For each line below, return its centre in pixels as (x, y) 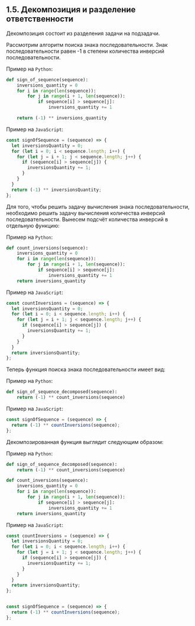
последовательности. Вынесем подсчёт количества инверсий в (87, 219)
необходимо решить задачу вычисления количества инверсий (86, 213)
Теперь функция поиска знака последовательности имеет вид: (86, 369)
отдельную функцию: (33, 225)
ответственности (40, 19)
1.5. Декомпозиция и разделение (71, 10)
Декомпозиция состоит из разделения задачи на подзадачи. (83, 33)
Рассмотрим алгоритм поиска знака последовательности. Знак (87, 44)
